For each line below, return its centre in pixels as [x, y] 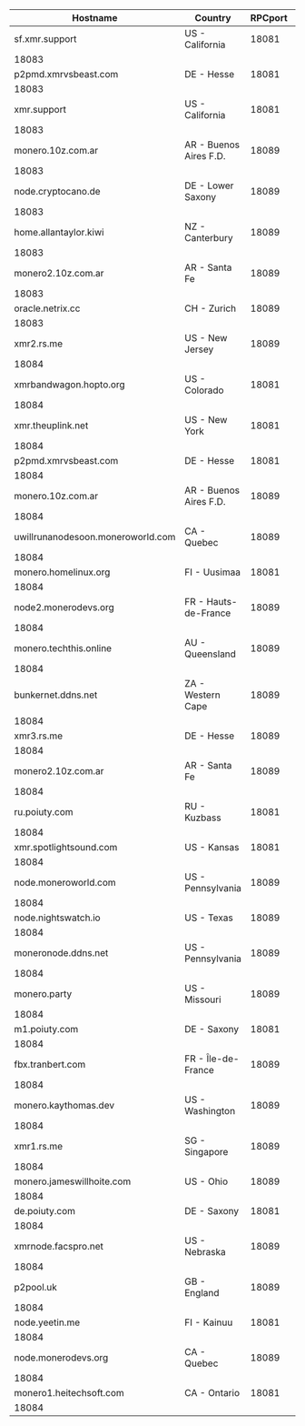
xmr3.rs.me [39, 736]
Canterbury [209, 238]
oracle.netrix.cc [47, 308]
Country [213, 18]
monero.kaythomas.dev [64, 1105]
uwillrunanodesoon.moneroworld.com [95, 537]
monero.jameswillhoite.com [73, 1181]
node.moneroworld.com [65, 883]
